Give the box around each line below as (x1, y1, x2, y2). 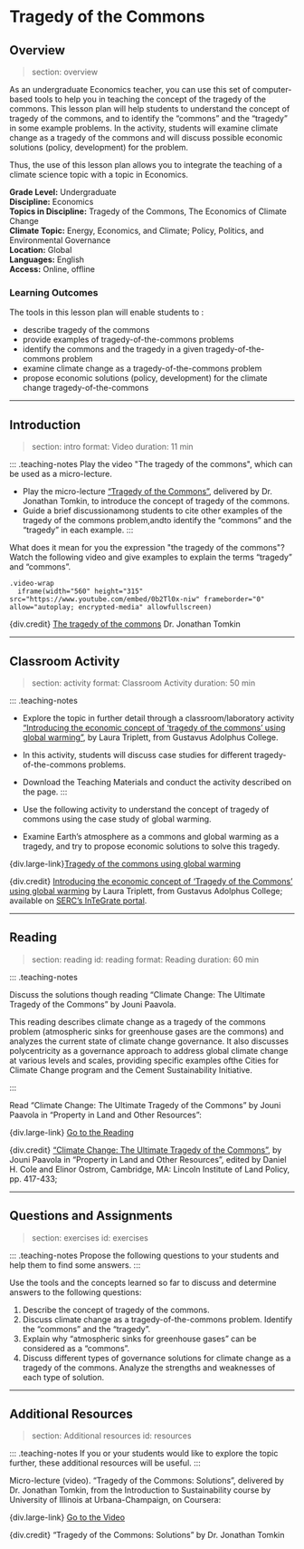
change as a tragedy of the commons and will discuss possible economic (9, 132, 283, 142)
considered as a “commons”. (22, 1342, 130, 1353)
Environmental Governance (9, 235, 111, 246)
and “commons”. (9, 561, 71, 572)
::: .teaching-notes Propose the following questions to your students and (9, 1250, 280, 1261)
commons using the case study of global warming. (22, 813, 212, 824)
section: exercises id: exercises (31, 1232, 149, 1243)
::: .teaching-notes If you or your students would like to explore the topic (9, 1448, 279, 1459)
